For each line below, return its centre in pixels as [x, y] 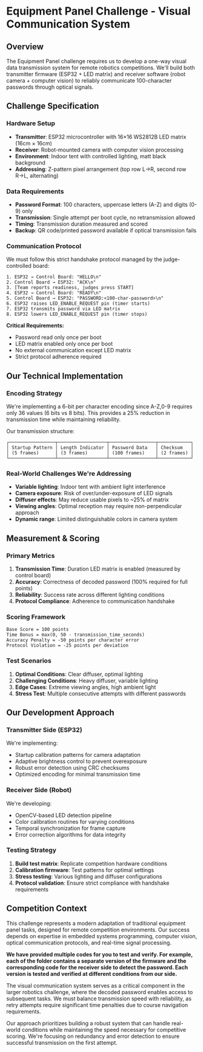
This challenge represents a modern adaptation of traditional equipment [96, 923]
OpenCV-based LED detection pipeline [63, 815]
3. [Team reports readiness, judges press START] [70, 288]
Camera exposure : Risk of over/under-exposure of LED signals [94, 493]
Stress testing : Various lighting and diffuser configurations [88, 876]
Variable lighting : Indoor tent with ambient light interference [90, 487]
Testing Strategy [31, 850]
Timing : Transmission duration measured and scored [82, 224]
